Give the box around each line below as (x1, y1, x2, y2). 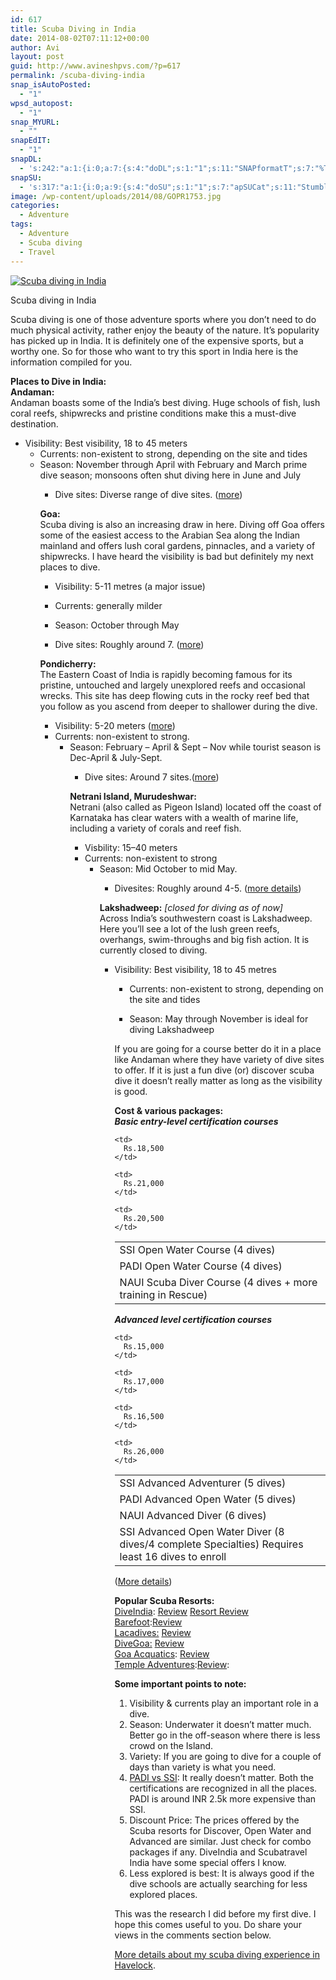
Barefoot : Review (114, 1616, 183, 1628)
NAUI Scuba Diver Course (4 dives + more (119, 1275, 318, 1289)
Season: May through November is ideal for (129, 1012, 309, 1025)
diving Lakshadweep (129, 1023, 215, 1035)
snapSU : (10, 172, 43, 183)
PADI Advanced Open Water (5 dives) (119, 1492, 297, 1506)
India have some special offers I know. (129, 1856, 287, 1868)
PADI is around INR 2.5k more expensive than (129, 1792, 317, 1805)
